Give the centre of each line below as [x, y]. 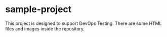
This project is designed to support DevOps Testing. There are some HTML [83, 23]
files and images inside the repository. [45, 28]
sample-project [38, 9]
